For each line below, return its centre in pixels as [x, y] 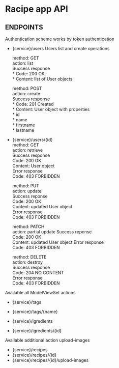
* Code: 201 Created [33, 104]
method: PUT [26, 186]
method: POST [27, 88]
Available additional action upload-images [47, 340]
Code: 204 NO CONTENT [38, 273]
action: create [26, 94]
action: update [27, 191]
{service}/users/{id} [32, 140]
